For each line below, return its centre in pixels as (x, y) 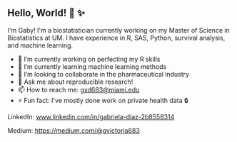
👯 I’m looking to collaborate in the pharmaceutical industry (104, 74)
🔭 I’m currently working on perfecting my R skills (89, 59)
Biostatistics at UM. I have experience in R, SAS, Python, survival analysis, (116, 38)
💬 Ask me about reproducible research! (75, 82)
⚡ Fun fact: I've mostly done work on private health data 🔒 (103, 100)
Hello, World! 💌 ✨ (46, 13)
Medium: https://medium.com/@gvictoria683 (74, 130)
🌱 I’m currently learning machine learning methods (92, 66)
